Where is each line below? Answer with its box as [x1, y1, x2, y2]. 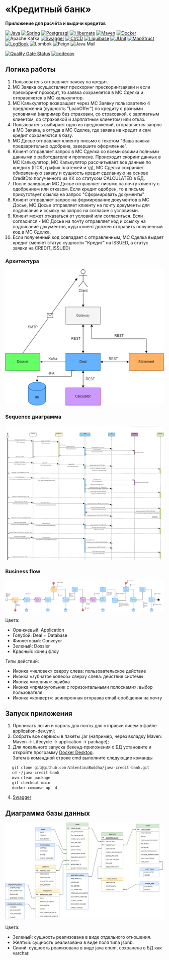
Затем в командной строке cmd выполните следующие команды [12, 755, 153, 761]
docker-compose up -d [12, 785, 57, 791]
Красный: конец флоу [12, 648, 59, 654]
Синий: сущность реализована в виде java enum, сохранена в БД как [12, 944, 162, 950]
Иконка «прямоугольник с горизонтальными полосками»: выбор [12, 684, 153, 690]
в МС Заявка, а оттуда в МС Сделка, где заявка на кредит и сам [12, 127, 151, 133]
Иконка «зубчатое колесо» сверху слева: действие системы [12, 673, 144, 679]
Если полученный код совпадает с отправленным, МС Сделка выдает [12, 234, 164, 240]
